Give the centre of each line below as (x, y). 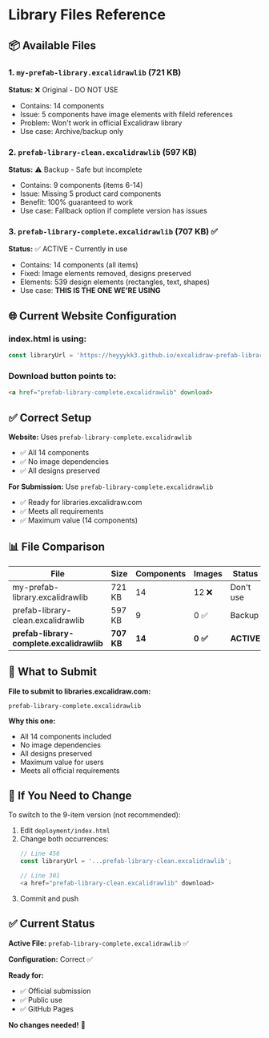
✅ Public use (41, 999)
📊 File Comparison (57, 547)
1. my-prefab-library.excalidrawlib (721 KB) (95, 72)
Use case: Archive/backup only (72, 131)
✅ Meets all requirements (62, 511)
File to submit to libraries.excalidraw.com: (80, 691)
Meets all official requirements (70, 770)
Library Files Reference (87, 15)
